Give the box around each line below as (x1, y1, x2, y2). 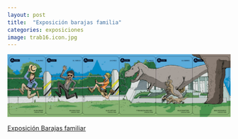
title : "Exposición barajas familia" (7, 18, 122, 26)
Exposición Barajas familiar (7, 124, 86, 132)
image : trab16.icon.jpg (7, 34, 78, 41)
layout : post (7, 11, 46, 18)
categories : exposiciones (7, 26, 84, 33)
